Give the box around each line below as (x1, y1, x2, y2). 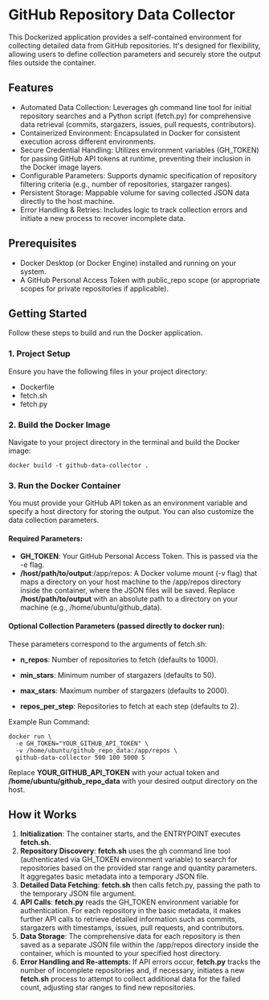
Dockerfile (19, 382, 55, 391)
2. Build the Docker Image (8, 419, 111, 431)
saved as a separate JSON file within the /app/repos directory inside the (19, 940, 259, 949)
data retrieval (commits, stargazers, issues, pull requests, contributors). (19, 119, 257, 129)
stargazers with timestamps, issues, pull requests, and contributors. (19, 923, 245, 933)
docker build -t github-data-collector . (8, 461, 149, 469)
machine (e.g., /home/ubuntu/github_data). (19, 602, 162, 612)
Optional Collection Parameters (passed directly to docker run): (8, 621, 225, 631)
